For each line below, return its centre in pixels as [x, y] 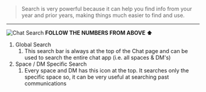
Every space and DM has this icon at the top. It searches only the [106, 70]
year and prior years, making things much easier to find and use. [103, 15]
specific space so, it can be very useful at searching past [97, 77]
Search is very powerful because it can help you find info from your [106, 9]
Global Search [33, 44]
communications [45, 83]
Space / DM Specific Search [51, 64]
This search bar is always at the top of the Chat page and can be [106, 51]
